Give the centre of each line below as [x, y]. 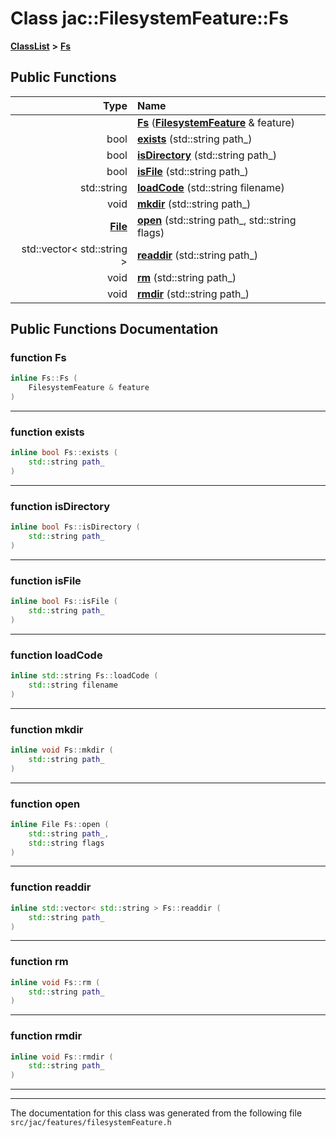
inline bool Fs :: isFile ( [64, 602]
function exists [47, 432]
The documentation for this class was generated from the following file [156, 1113]
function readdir [51, 887]
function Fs [38, 358]
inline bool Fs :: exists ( [64, 453]
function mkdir [47, 729]
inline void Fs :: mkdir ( [62, 750]
